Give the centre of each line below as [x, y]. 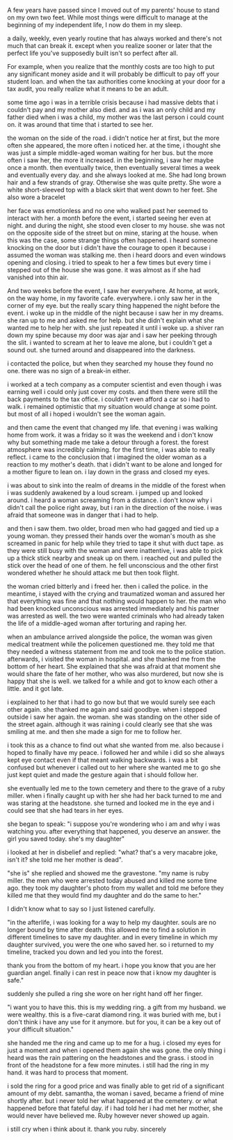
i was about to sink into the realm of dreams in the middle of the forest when [116, 485]
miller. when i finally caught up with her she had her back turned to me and [114, 796]
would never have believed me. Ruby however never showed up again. [109, 1116]
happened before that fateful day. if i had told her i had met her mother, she [115, 1108]
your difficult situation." [41, 1029]
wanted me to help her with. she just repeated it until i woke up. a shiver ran [116, 328]
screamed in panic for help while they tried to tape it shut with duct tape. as [115, 543]
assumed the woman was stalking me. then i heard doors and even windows [116, 255]
